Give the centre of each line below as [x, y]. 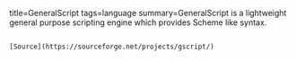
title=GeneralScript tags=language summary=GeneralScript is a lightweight [148, 13]
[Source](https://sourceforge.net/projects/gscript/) [112, 47]
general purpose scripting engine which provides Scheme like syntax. [138, 22]
